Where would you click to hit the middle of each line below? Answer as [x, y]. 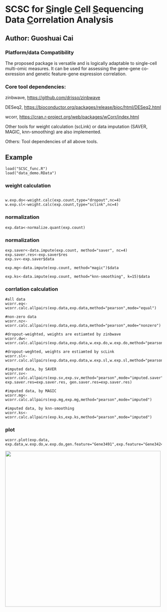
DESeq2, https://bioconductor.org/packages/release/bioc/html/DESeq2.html [83, 107]
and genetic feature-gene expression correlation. [76, 74]
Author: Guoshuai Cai [39, 38]
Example [19, 157]
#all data [15, 300]
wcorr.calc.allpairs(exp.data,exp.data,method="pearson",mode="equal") [81, 308]
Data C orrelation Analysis [59, 20]
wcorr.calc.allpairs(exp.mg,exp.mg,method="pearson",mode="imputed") [79, 400]
